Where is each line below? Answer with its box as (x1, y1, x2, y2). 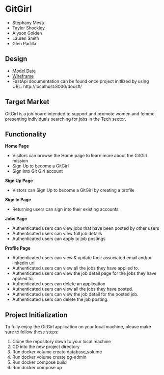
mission (12, 158, 28, 164)
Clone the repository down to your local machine (12, 339, 111, 345)
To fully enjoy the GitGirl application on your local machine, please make (5, 324, 151, 330)
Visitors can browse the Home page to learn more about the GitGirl (12, 153, 147, 159)
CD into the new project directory (12, 344, 80, 349)
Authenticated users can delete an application (12, 281, 106, 287)
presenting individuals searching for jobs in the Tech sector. (5, 116, 126, 122)
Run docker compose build (12, 359, 67, 365)
